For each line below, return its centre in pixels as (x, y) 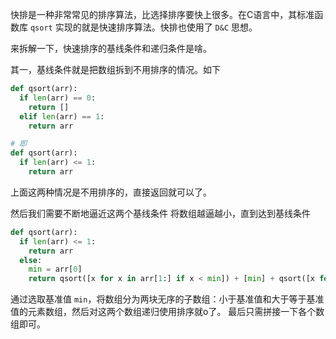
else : (31, 260)
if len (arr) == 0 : (58, 98)
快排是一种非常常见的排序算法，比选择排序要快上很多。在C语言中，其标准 (162, 14)
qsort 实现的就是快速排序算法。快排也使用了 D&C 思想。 (143, 27)
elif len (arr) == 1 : (62, 116)
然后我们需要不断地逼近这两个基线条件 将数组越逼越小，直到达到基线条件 (160, 213)
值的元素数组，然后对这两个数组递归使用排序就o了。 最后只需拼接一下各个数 (167, 312)
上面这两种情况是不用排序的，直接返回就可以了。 (111, 192)
